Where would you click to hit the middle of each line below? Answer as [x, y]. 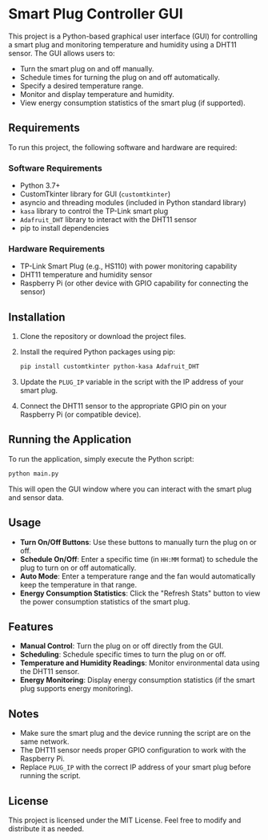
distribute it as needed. [46, 828]
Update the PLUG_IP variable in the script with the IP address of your [132, 382]
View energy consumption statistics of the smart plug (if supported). [132, 103]
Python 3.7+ [40, 186]
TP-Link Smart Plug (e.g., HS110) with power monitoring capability [128, 266]
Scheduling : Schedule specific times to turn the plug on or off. [123, 655]
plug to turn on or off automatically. [78, 567]
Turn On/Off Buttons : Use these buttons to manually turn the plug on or [138, 542]
